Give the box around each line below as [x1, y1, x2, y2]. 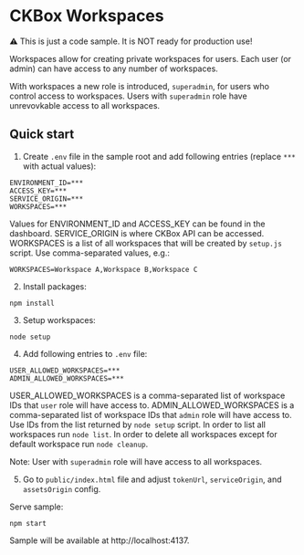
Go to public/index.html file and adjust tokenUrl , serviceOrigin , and [22, 474, 282, 485]
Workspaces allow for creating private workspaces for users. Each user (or [9, 53, 292, 64]
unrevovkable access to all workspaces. [9, 99, 161, 110]
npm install [9, 298, 55, 308]
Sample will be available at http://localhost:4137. [9, 535, 190, 546]
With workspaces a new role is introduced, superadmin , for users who [9, 80, 269, 91]
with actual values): [22, 161, 97, 172]
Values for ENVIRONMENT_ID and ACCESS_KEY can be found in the [9, 218, 266, 229]
